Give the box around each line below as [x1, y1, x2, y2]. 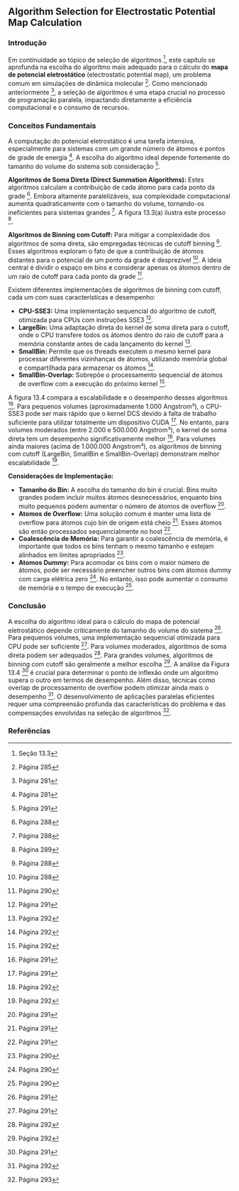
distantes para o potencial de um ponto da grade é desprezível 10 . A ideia [8, 254, 222, 264]
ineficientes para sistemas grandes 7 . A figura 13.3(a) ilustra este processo [8, 207, 226, 216]
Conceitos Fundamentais [8, 121, 96, 131]
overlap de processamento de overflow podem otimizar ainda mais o [8, 683, 209, 691]
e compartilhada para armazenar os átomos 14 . [18, 362, 155, 372]
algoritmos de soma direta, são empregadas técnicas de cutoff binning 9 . [8, 238, 222, 248]
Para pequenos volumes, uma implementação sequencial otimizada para [8, 633, 221, 642]
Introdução [8, 38, 47, 48]
